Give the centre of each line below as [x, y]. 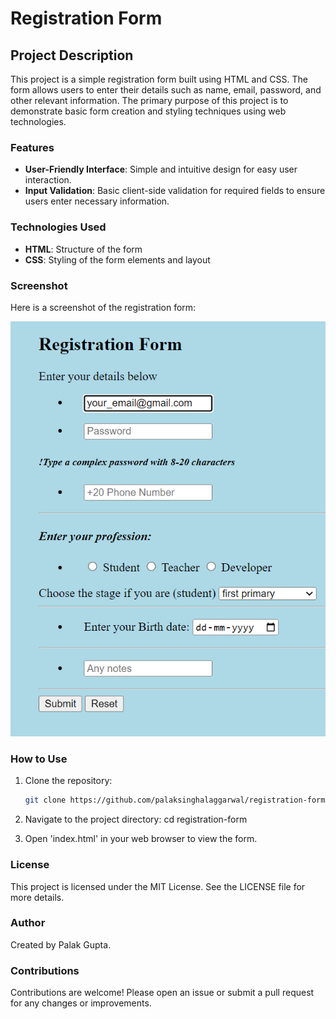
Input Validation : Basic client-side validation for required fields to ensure [175, 191]
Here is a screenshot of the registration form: [103, 307]
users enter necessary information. [97, 201]
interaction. [48, 180]
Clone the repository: [68, 781]
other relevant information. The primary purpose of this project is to [149, 100]
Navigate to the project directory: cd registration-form [136, 819]
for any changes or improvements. [81, 1003]
